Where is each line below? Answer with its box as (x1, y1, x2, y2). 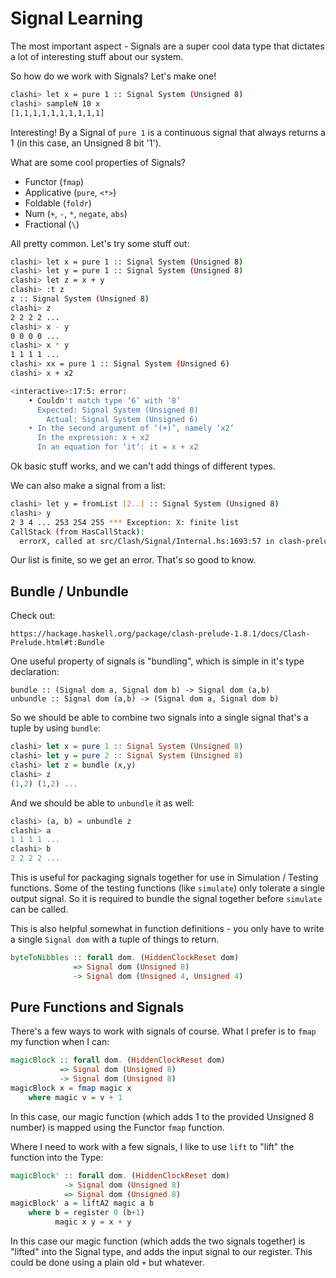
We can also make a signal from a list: (10, 480, 166, 492)
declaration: (10, 666, 60, 678)
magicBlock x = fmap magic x (10, 1083, 132, 1094)
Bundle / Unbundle (10, 583, 129, 600)
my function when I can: (10, 1036, 110, 1048)
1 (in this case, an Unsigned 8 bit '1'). (10, 137, 162, 149)
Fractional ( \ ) (24, 218, 80, 230)
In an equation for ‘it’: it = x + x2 (36, 442, 199, 452)
